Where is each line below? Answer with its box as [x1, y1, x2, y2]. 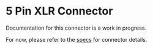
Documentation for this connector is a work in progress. [6, 24, 147, 31]
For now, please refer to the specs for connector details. [6, 36, 147, 43]
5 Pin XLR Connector [6, 4, 113, 18]
